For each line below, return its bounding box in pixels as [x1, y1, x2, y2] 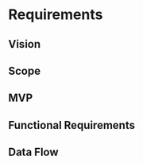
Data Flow [8, 146, 59, 159]
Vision [8, 37, 41, 51]
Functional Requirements [8, 118, 135, 132]
